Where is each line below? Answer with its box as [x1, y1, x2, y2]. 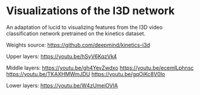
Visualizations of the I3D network [6, 4, 175, 18]
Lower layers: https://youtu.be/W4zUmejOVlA [6, 81, 118, 89]
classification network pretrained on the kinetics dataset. [6, 30, 146, 37]
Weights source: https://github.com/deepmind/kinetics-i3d [6, 41, 151, 48]
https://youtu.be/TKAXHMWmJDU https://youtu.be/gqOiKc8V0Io [6, 70, 165, 77]
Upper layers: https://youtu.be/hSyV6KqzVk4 [6, 53, 117, 60]
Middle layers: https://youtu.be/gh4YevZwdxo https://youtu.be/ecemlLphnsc [6, 64, 194, 71]
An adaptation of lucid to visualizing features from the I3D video [6, 24, 163, 31]
